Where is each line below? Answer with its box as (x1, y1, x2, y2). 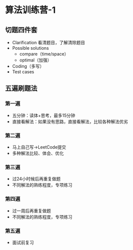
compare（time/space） (19, 51, 69, 57)
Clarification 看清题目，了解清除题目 (12, 40, 86, 45)
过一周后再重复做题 (12, 208, 51, 214)
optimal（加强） (19, 57, 52, 63)
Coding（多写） (12, 63, 44, 69)
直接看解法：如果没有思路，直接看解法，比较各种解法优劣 (12, 119, 128, 125)
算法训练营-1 (5, 4, 56, 16)
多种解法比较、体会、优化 (12, 150, 64, 156)
